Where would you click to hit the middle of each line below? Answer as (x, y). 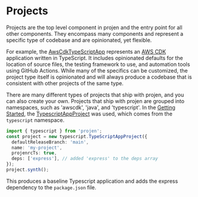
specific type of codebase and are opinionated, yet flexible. (79, 40)
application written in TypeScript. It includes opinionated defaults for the (95, 58)
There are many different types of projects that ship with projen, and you (95, 95)
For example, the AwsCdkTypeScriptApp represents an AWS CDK (86, 51)
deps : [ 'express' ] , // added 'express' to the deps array (85, 159)
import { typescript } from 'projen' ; (54, 131)
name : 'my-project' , (37, 148)
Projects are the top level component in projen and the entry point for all (94, 27)
